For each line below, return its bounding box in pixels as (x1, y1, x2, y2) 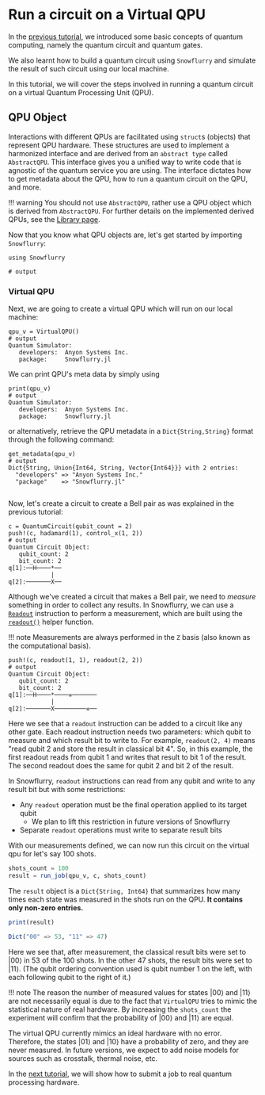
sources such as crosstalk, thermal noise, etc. (8, 1053, 158, 1063)
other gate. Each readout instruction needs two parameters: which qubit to (8, 727, 252, 737)
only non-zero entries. (8, 902, 84, 913)
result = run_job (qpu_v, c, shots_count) (8, 871, 147, 879)
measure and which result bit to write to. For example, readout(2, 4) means (8, 736, 256, 745)
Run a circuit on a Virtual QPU (8, 6, 206, 24)
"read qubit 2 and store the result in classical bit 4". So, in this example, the (8, 744, 253, 754)
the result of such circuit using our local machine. (8, 63, 170, 73)
